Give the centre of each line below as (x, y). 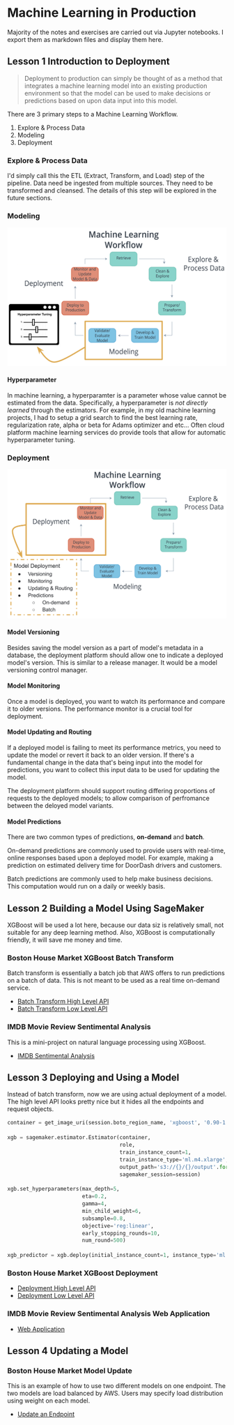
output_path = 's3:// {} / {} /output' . (169, 1167)
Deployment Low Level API (56, 1296)
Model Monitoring (34, 686)
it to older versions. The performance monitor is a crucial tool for (100, 709)
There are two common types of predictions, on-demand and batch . (106, 837)
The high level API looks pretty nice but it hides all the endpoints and (106, 1102)
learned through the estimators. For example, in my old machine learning (111, 410)
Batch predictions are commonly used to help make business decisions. (110, 879)
